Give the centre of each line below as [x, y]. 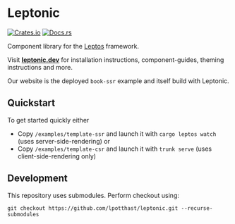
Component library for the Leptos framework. [73, 46]
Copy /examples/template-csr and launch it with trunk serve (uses [115, 149]
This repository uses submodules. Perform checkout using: [94, 195]
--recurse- [197, 208]
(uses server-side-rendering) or [64, 141]
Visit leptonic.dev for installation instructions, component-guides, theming [116, 60]
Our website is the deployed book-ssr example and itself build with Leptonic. [118, 81]
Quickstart [31, 103]
